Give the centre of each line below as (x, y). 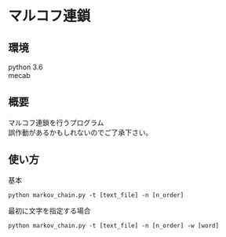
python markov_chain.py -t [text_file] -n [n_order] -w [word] (114, 225)
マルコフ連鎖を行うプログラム (56, 122)
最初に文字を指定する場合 (49, 210)
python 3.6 (26, 67)
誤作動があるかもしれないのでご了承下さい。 (80, 132)
